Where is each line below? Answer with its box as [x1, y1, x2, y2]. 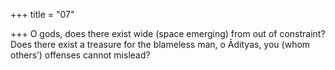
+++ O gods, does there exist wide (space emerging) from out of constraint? [10, 28, 326, 39]
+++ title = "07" [10, 9, 75, 20]
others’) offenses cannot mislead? [10, 49, 151, 61]
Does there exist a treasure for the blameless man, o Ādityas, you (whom [10, 39, 311, 50]
